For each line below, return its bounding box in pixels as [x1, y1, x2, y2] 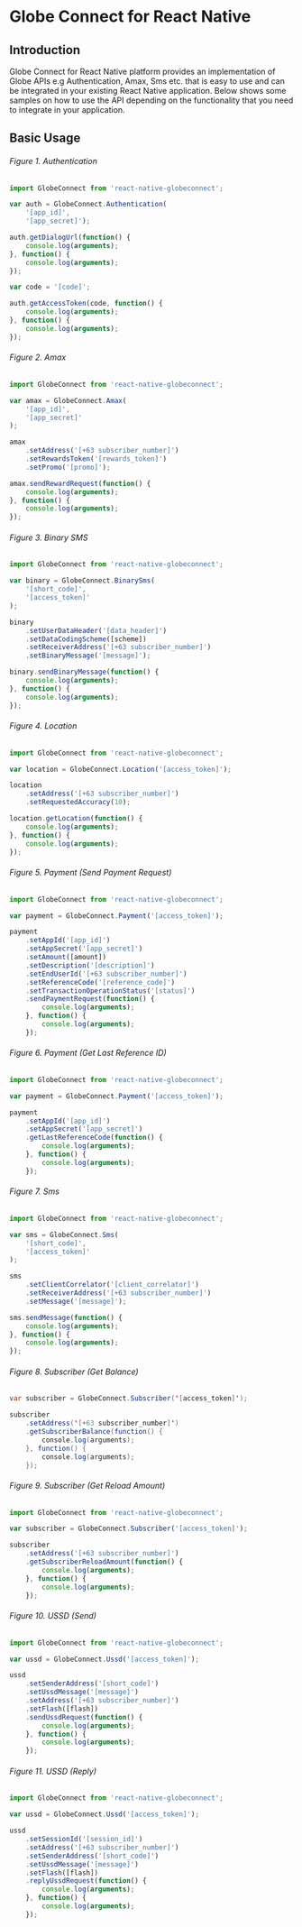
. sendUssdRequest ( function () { [25, 1712, 143, 1721]
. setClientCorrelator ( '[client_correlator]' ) [25, 1280, 200, 1289]
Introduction [9, 42, 81, 58]
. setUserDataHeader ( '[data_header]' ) [25, 626, 168, 635]
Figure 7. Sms [9, 1186, 60, 1197]
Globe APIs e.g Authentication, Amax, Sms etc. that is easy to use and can [9, 76, 286, 87]
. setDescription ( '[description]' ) [25, 960, 155, 970]
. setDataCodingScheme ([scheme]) [25, 634, 147, 644]
